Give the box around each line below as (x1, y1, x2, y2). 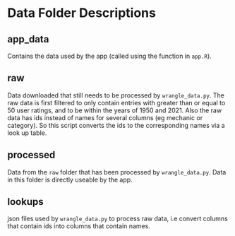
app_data (7, 33, 49, 45)
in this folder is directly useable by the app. (7, 175, 133, 184)
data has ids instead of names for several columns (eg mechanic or (7, 113, 203, 122)
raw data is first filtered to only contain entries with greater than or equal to (7, 98, 226, 107)
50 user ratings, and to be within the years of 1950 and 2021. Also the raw (7, 106, 222, 114)
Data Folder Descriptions (7, 5, 157, 21)
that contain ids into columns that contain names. (7, 222, 150, 230)
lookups (7, 196, 44, 208)
